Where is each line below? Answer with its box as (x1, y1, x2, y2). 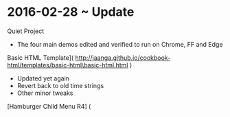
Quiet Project (7, 27, 45, 35)
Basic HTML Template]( (7, 53, 74, 62)
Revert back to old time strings (16, 81, 104, 89)
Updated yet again (16, 74, 70, 83)
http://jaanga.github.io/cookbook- (75, 53, 171, 62)
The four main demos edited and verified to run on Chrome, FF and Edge (16, 40, 223, 48)
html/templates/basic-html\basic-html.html (7, 61, 128, 69)
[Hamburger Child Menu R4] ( (7, 102, 91, 110)
